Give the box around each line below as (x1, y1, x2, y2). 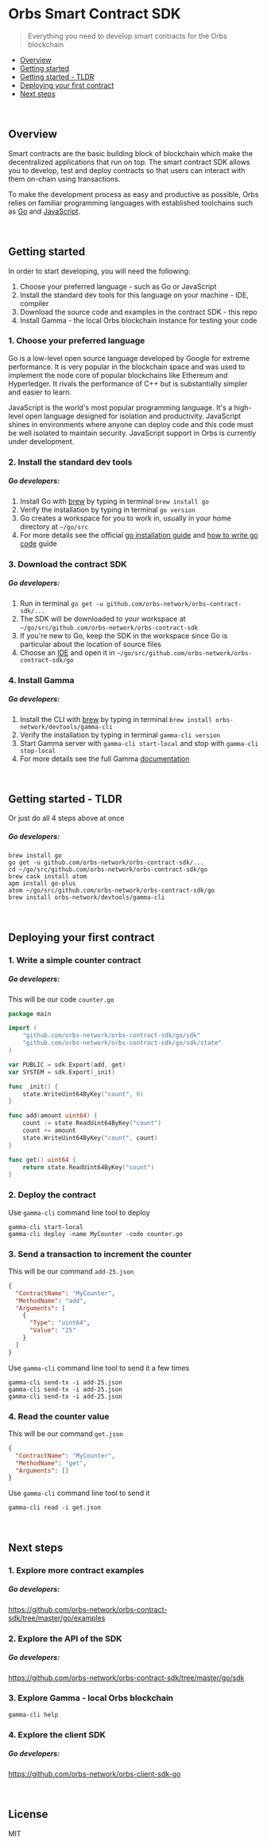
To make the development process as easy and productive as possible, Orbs (8, 189, 259, 199)
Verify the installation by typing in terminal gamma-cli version (19, 730, 221, 740)
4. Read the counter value (8, 1411, 110, 1422)
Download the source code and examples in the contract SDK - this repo (19, 307, 257, 316)
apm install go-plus (8, 880, 77, 888)
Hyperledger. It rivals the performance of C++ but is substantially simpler (8, 379, 248, 388)
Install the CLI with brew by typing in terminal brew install (19, 714, 213, 724)
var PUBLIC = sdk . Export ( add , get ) (8, 1061, 126, 1069)
